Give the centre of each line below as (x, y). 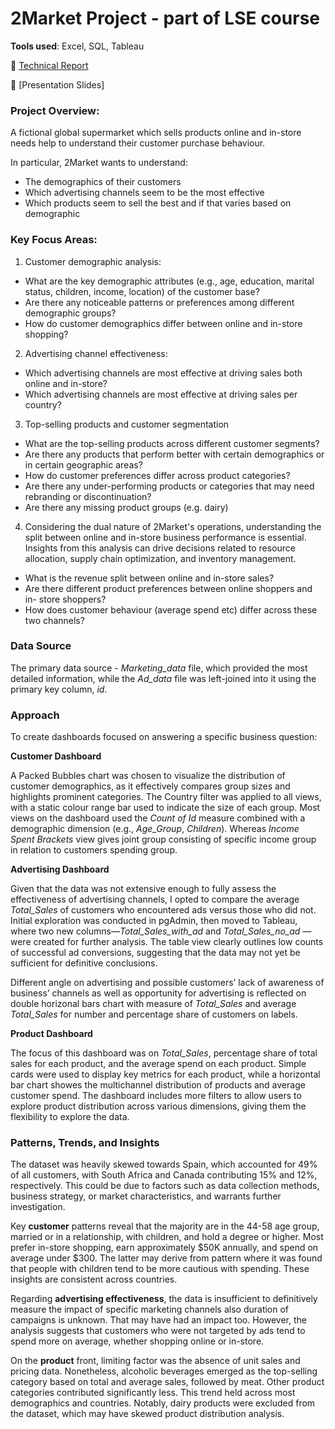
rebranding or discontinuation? (88, 496)
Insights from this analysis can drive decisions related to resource (160, 548)
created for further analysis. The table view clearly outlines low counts (178, 942)
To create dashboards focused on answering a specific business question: (164, 737)
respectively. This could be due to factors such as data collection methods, (165, 1186)
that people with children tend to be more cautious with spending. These (160, 1269)
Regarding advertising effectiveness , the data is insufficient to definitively (164, 1299)
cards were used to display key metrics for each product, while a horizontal (165, 1074)
